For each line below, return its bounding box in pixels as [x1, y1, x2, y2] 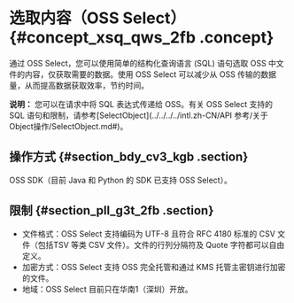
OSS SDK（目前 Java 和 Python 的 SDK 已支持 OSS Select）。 [9, 175, 232, 185]
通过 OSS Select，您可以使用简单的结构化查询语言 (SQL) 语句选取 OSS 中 [9, 58, 277, 68]
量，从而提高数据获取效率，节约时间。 [9, 80, 149, 90]
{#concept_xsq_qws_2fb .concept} [9, 27, 275, 48]
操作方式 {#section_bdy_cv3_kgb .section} [9, 150, 249, 165]
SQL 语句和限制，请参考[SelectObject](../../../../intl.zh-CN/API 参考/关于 [9, 110, 268, 120]
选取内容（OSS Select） [9, 8, 186, 28]
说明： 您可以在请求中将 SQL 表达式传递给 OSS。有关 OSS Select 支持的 [9, 98, 273, 109]
